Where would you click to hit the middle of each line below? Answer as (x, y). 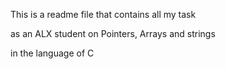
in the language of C (52, 53)
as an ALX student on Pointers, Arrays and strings (113, 33)
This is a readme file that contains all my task (103, 14)
